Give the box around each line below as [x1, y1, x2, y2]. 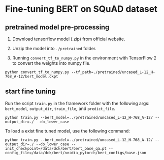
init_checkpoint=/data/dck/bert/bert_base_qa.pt [5, 146, 107, 151]
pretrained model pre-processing [5, 23, 110, 31]
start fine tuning [5, 87, 56, 96]
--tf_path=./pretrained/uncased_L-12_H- [71, 70, 155, 75]
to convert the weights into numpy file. [12, 60, 91, 66]
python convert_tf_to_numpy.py [5, 70, 69, 75]
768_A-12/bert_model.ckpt [5, 74, 58, 79]
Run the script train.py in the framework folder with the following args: [5, 100, 150, 106]
